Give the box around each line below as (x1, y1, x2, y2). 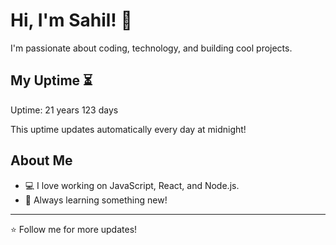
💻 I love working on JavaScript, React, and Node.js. (24, 179, 240, 191)
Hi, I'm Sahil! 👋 (10, 9, 133, 32)
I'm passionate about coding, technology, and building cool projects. (10, 42, 293, 54)
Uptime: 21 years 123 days (10, 104, 119, 116)
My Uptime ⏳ (10, 72, 93, 89)
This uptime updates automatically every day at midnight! (10, 123, 247, 135)
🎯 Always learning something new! (24, 194, 168, 206)
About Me (10, 152, 73, 169)
